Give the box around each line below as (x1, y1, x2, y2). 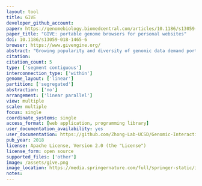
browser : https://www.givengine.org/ (6, 43, 101, 49)
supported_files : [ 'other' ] (6, 154, 77, 160)
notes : (6, 170, 23, 177)
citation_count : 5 (6, 59, 52, 65)
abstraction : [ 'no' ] (6, 87, 58, 93)
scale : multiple (6, 103, 47, 110)
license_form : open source (6, 148, 74, 154)
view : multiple (6, 98, 44, 104)
